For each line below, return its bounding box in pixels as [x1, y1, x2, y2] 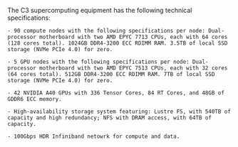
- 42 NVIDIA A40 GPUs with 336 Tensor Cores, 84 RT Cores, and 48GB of [7, 89, 224, 97]
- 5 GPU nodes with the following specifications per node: [7, 58, 190, 65]
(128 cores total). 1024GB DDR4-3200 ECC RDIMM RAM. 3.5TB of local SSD [7, 40, 228, 47]
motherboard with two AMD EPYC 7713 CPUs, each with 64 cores [38, 33, 228, 40]
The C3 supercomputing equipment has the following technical [7, 6, 192, 14]
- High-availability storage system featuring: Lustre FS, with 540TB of [7, 108, 232, 115]
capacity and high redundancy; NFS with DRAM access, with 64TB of [7, 114, 212, 121]
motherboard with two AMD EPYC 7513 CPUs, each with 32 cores [38, 65, 228, 72]
